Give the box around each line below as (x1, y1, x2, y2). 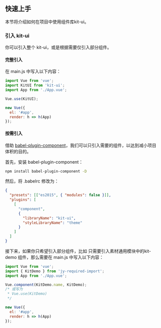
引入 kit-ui (5, 32, 30, 39)
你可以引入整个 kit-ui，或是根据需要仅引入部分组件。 (5, 44, 112, 50)
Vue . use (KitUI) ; (5, 96, 38, 101)
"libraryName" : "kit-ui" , (23, 216, 76, 220)
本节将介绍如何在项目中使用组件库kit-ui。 (5, 19, 89, 25)
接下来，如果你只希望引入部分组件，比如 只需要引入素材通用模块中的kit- (5, 248, 151, 254)
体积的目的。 (5, 148, 31, 154)
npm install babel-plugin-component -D (5, 169, 87, 174)
